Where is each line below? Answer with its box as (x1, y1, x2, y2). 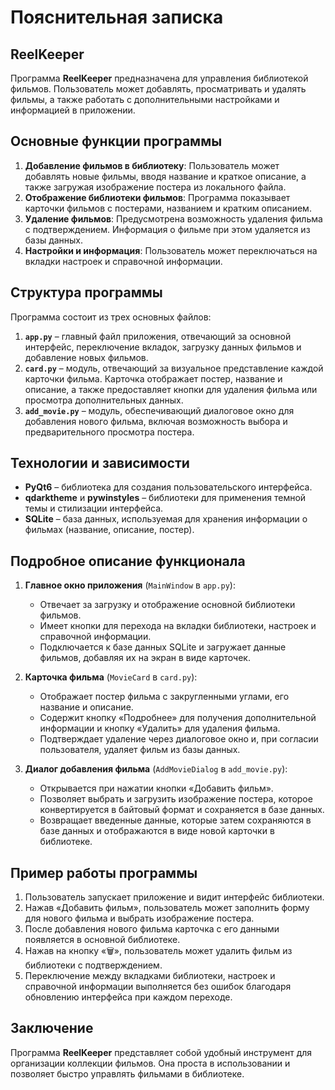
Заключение (10, 1020, 94, 1037)
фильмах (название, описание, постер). (24, 524, 195, 536)
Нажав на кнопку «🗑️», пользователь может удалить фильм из (24, 945, 293, 957)
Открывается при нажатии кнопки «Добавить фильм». (39, 782, 274, 795)
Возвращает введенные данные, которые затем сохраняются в (39, 814, 312, 826)
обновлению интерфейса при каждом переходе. (24, 991, 233, 1003)
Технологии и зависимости (10, 455, 190, 472)
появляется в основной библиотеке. (24, 934, 181, 946)
